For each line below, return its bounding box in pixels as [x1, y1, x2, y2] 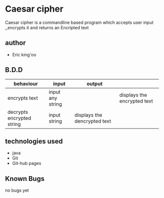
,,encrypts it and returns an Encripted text [5, 24, 89, 30]
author [5, 39, 26, 47]
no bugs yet [5, 187, 29, 193]
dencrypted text [74, 118, 111, 125]
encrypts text [7, 94, 38, 101]
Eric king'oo [12, 52, 37, 57]
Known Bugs [5, 174, 45, 183]
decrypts [7, 108, 28, 115]
